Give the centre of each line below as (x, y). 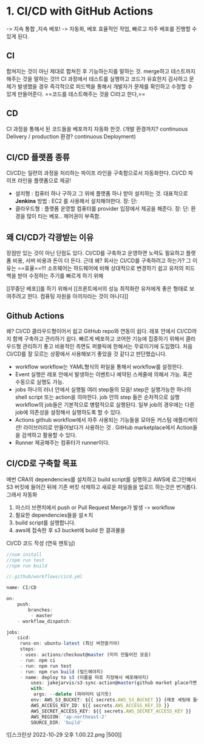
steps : (28, 649)
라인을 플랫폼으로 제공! (44, 181)
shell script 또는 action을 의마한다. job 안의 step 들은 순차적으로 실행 (97, 397)
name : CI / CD (21, 588)
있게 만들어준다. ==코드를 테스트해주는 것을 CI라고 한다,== (76, 94)
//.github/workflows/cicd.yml (45, 577)
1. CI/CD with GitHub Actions (80, 11)
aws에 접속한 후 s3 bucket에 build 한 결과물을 (70, 530)
